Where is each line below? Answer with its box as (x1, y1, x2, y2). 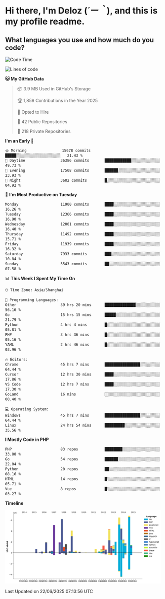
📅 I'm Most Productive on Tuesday (5, 192, 78, 197)
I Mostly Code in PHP (5, 437, 49, 443)
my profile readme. (5, 16, 85, 27)
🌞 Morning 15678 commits (5, 148, 91, 153)
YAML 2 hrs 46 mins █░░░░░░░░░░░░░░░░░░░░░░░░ (5, 342, 161, 347)
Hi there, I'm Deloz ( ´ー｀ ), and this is (5, 5, 158, 16)
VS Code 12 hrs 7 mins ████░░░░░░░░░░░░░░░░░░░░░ (5, 382, 161, 387)
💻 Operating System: (5, 407, 49, 412)
